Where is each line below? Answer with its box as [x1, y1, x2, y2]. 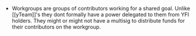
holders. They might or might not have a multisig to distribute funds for [11, 17, 185, 24]
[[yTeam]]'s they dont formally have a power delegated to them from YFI [11, 11, 189, 18]
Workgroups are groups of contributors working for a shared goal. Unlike [11, 5, 191, 12]
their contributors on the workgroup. [11, 23, 101, 30]
